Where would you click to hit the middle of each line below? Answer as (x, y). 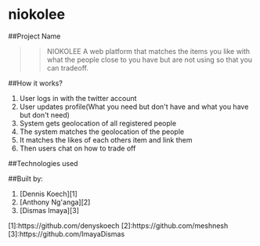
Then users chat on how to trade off (78, 148)
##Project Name (34, 36)
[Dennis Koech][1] (49, 194)
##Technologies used (43, 163)
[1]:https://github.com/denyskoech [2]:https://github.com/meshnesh (118, 226)
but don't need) (45, 114)
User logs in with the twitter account (78, 98)
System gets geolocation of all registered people (98, 123)
